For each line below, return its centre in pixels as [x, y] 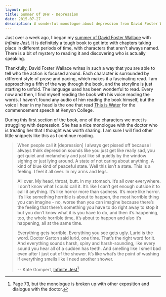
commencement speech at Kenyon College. [50, 110]
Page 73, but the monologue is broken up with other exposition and [81, 284]
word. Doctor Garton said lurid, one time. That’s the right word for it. [86, 238]
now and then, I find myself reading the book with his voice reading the [77, 95]
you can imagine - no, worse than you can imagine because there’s [85, 202]
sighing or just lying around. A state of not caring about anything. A [85, 161]
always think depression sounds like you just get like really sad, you [86, 150]
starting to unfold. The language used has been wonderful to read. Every [79, 89]
